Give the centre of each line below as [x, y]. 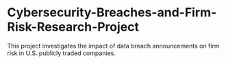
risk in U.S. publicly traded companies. [62, 53]
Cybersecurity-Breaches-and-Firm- [112, 13]
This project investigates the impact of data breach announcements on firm [114, 46]
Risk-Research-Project [73, 27]
